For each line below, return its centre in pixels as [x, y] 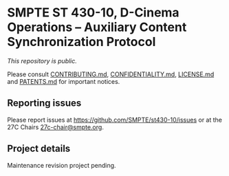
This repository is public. [42, 60]
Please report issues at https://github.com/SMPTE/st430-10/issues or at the [115, 120]
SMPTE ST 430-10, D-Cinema [94, 13]
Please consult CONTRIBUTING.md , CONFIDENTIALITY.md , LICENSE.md [111, 74]
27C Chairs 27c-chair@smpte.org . [56, 127]
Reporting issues [44, 103]
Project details [39, 149]
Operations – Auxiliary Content [97, 27]
